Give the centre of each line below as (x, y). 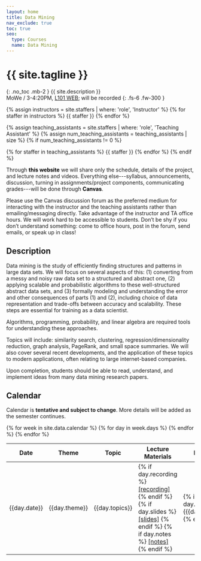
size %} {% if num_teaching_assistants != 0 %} (64, 140)
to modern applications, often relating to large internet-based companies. (97, 359)
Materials (158, 457)
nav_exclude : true (29, 23)
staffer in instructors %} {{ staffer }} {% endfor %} (68, 116)
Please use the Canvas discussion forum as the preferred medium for (92, 200)
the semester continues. (36, 417)
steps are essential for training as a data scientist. (67, 310)
